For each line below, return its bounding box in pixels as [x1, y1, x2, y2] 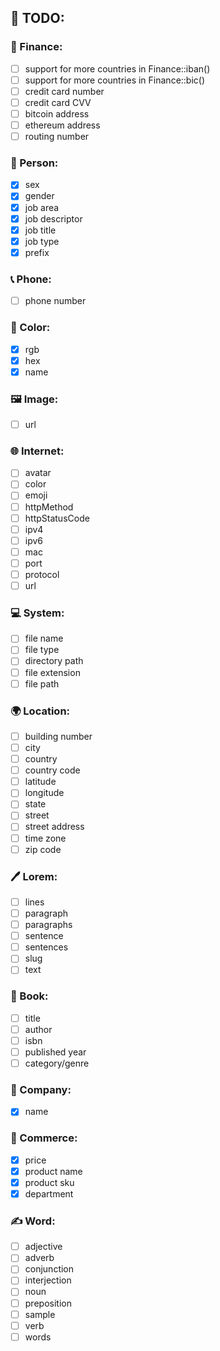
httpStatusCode [24, 512, 90, 524]
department [24, 1187, 74, 1200]
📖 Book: [10, 989, 49, 1003]
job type [24, 235, 60, 247]
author [24, 1023, 53, 1035]
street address [24, 821, 85, 833]
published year [24, 1046, 87, 1058]
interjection [24, 1274, 72, 1286]
